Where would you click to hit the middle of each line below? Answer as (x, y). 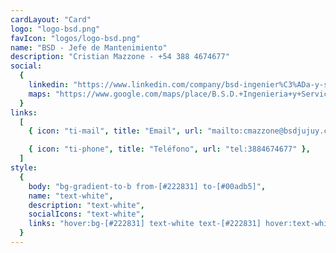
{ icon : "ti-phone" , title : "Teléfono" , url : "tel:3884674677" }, (169, 149)
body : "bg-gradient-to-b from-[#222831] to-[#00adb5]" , (147, 186)
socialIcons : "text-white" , (86, 214)
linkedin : (49, 85)
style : (24, 168)
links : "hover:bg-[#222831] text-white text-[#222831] (145, 224)
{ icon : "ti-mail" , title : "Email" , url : (116, 131)
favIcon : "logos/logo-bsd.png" (75, 38)
